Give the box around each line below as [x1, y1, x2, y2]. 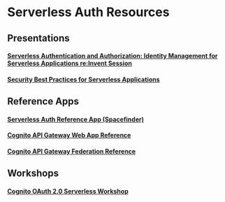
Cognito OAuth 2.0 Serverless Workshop [7, 187, 129, 195]
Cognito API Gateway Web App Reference [7, 131, 131, 140]
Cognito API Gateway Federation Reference [7, 147, 136, 155]
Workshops [7, 168, 59, 180]
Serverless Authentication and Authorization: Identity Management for [7, 52, 218, 60]
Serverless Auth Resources [7, 4, 170, 20]
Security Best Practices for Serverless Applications [7, 75, 160, 83]
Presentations [7, 32, 70, 44]
